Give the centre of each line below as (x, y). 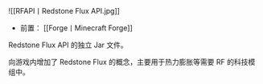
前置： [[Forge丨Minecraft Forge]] (76, 28)
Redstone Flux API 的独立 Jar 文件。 (68, 45)
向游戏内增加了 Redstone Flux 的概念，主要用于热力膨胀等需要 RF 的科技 (128, 62)
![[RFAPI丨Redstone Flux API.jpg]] (64, 11)
